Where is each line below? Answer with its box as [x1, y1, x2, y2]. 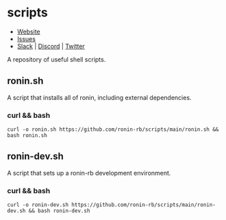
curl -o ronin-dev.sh [7, 201, 69, 208]
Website [16, 27, 41, 36]
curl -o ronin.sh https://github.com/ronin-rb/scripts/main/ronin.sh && [7, 126, 219, 133]
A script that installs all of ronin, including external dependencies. [7, 93, 192, 101]
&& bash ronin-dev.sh [28, 208, 90, 215]
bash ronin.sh [7, 132, 48, 139]
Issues [16, 34, 36, 42]
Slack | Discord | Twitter [16, 42, 86, 50]
